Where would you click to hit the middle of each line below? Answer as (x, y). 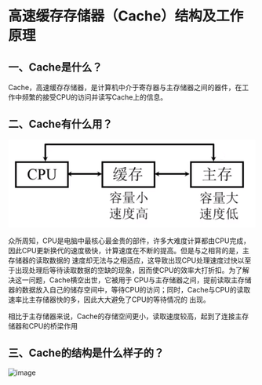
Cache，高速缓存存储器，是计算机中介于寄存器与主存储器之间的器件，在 (125, 87)
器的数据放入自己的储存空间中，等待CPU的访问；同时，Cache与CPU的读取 (129, 289)
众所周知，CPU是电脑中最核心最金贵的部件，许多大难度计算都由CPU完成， (129, 241)
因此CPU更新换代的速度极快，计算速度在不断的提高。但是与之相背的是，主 (129, 250)
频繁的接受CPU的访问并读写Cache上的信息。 (95, 97)
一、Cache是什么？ (55, 67)
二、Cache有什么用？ (60, 124)
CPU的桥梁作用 (53, 325)
